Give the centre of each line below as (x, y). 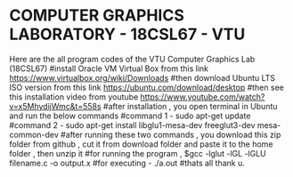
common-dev (34, 134)
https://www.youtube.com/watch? (203, 97)
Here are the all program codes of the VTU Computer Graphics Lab (132, 59)
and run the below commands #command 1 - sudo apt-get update (130, 116)
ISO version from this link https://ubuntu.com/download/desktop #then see (147, 87)
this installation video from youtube (74, 97)
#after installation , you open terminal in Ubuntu (190, 106)
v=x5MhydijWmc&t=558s (55, 106)
